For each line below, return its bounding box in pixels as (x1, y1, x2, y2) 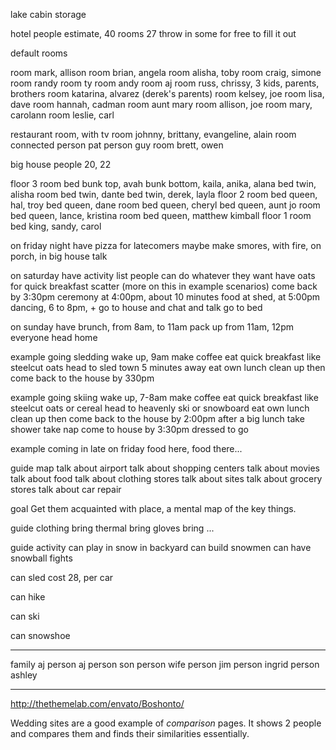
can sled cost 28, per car (10, 572, 114, 583)
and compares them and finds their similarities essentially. (10, 728, 250, 739)
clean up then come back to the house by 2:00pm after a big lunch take (10, 413, 305, 424)
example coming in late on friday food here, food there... (10, 443, 243, 454)
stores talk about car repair (10, 484, 122, 495)
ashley (10, 669, 38, 681)
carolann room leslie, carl (10, 109, 115, 121)
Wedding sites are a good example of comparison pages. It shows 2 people (10, 717, 322, 729)
